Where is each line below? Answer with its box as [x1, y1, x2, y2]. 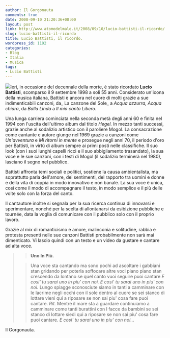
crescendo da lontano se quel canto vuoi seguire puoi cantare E [30, 274, 164, 279]
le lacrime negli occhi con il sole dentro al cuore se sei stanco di [30, 289, 165, 296]
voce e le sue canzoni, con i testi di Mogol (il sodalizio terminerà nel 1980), [5, 154, 162, 159]
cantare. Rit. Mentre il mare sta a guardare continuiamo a [30, 301, 150, 306]
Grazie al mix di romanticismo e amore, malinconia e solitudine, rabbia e [5, 227, 156, 232]
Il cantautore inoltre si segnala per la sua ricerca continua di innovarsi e [5, 200, 155, 206]
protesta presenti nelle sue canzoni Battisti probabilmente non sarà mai [5, 232, 154, 238]
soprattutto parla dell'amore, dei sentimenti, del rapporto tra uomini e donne [5, 174, 164, 180]
